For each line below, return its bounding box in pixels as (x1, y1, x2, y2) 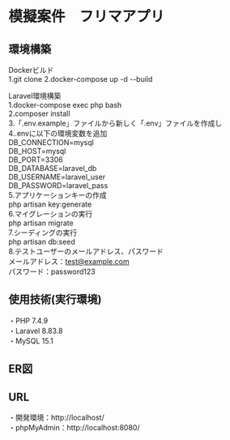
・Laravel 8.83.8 (8, 326, 63, 335)
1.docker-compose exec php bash (8, 100, 122, 109)
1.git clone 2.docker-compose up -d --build (8, 75, 153, 83)
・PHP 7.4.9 (8, 315, 49, 325)
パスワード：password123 (8, 267, 96, 276)
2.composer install (8, 109, 70, 118)
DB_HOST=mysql (8, 147, 66, 156)
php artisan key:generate (8, 199, 92, 209)
